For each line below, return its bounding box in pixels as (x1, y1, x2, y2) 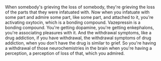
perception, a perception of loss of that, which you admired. (5, 50, 125, 56)
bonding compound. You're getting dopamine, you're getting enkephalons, (5, 25, 154, 30)
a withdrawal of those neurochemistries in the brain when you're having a (5, 46, 152, 51)
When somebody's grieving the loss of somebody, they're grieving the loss (5, 4, 155, 10)
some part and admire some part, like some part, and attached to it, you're (5, 15, 154, 20)
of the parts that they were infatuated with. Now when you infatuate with (5, 9, 150, 15)
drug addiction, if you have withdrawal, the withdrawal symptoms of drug (5, 35, 151, 41)
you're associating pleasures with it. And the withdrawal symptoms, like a (5, 30, 152, 35)
